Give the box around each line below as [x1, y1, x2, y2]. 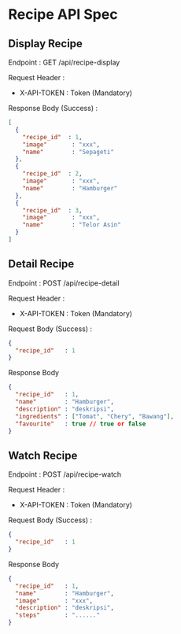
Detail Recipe [8, 257, 75, 271]
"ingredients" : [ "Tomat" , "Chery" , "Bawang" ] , [15, 412, 175, 420]
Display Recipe [8, 37, 83, 50]
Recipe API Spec [8, 6, 118, 24]
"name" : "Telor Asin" [22, 221, 122, 229]
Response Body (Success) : [8, 104, 98, 112]
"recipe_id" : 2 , [22, 170, 83, 178]
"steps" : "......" [15, 611, 101, 619]
